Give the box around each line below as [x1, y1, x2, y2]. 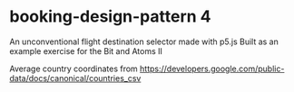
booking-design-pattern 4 [9, 6, 211, 27]
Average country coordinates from [9, 63, 138, 74]
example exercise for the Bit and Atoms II [9, 45, 163, 56]
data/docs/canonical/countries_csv [9, 72, 142, 83]
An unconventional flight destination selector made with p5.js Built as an [9, 36, 279, 47]
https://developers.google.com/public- [139, 63, 285, 74]
